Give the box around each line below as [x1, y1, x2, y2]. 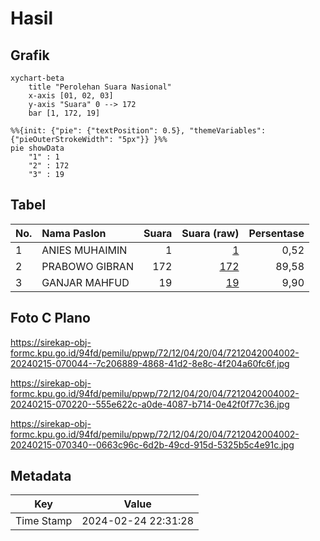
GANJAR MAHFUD [41, 275, 130, 289]
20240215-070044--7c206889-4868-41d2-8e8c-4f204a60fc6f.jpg [10, 357, 290, 369]
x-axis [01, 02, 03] [28, 91, 114, 101]
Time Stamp [15, 514, 73, 528]
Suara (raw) [181, 226, 240, 240]
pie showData [10, 143, 65, 153]
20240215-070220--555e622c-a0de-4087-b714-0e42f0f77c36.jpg [10, 398, 290, 410]
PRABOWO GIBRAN [41, 259, 134, 273]
